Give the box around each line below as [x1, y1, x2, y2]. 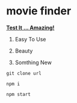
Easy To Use [14, 35, 46, 43]
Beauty [14, 47, 33, 54]
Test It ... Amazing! [6, 24, 55, 31]
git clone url [6, 70, 42, 76]
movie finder [6, 4, 72, 18]
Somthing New [14, 59, 52, 66]
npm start [6, 91, 31, 97]
